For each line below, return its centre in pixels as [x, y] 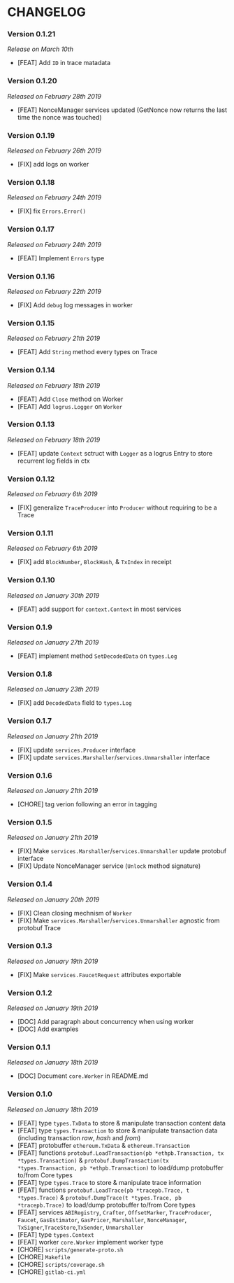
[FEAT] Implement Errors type [61, 258]
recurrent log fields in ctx [53, 461]
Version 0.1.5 [30, 822]
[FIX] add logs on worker [53, 164]
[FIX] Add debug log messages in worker [75, 304]
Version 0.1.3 [30, 946]
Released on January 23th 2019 [53, 689]
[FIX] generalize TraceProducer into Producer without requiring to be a [117, 507]
